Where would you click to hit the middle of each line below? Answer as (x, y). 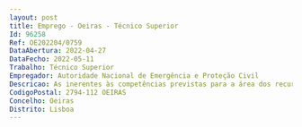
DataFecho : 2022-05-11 (52, 59)
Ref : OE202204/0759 (46, 42)
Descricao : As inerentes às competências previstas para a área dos (140, 84)
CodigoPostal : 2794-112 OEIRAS (68, 92)
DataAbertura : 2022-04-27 (58, 51)
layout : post (34, 17)
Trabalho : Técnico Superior (62, 68)
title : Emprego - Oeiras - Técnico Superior (94, 26)
